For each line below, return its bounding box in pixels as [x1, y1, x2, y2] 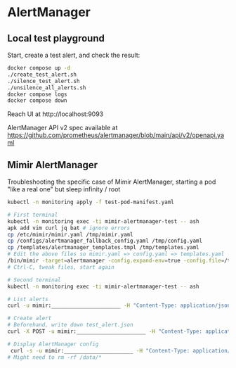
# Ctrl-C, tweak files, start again [7, 263, 114, 271]
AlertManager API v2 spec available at [7, 124, 118, 132]
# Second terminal [7, 276, 61, 284]
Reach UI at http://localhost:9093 [7, 110, 104, 118]
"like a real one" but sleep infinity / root [7, 185, 121, 193]
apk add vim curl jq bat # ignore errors [7, 224, 131, 231]
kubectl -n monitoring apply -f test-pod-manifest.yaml [7, 198, 174, 206]
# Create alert [7, 315, 52, 322]
